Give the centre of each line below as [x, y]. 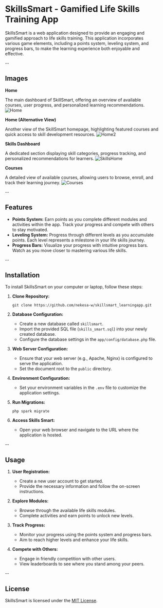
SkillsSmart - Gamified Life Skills [72, 9]
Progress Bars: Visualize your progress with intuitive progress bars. [80, 245]
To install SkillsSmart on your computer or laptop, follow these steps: [74, 287]
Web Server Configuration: [40, 349]
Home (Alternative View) [31, 119]
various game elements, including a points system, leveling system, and [77, 43]
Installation [22, 275]
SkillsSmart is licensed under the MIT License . [51, 600]
